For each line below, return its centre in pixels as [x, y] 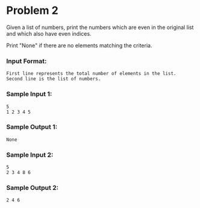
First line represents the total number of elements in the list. [91, 74]
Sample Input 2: [30, 155]
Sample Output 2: [33, 188]
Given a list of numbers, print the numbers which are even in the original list [100, 27]
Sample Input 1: [29, 94]
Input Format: [27, 61]
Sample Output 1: [32, 127]
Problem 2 [32, 11]
